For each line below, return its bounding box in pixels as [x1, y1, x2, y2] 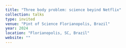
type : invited [5, 16, 36, 21]
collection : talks [5, 12, 44, 17]
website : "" [5, 35, 30, 40]
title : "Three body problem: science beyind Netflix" [5, 7, 122, 12]
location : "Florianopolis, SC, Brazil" [5, 30, 90, 35]
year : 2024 [5, 26, 28, 31]
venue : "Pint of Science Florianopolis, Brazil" [5, 21, 110, 26]
